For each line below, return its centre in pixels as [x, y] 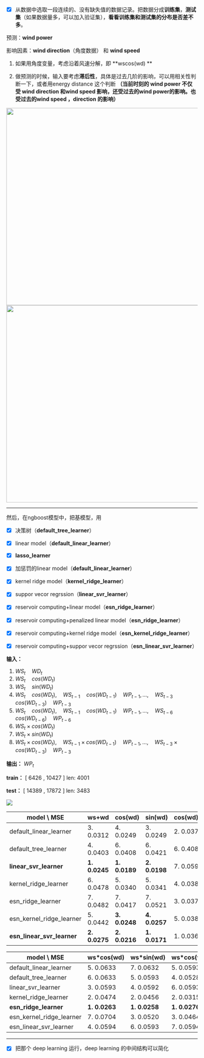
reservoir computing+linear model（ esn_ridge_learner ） [87, 607]
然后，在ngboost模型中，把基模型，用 [54, 518]
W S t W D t [29, 672]
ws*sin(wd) [148, 957]
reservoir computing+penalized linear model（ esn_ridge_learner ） [99, 620]
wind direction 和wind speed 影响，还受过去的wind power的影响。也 [109, 92]
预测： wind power [29, 38]
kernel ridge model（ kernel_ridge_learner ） [71, 582]
